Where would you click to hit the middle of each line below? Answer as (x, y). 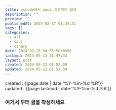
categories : (17, 33)
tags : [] (14, 28)
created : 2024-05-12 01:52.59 (36, 65)
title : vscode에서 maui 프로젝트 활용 (41, 10)
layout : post (19, 60)
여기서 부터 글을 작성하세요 (35, 102)
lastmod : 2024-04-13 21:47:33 (36, 55)
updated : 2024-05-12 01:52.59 (36, 70)
